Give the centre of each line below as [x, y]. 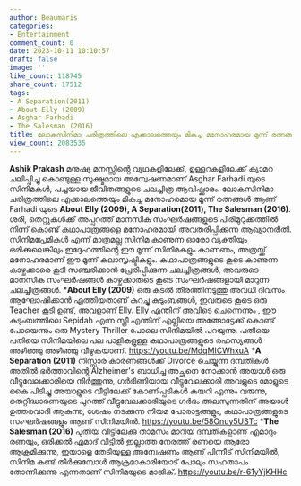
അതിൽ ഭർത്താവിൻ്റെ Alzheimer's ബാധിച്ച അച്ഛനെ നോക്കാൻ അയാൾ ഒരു [147, 370]
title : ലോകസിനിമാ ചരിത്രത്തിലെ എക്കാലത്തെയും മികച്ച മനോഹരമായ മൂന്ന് [138, 135]
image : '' [28, 68]
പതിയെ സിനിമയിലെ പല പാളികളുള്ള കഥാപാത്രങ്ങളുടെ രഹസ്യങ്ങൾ [136, 340]
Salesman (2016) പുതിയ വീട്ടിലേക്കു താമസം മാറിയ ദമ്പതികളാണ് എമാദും [143, 431]
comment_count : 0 [42, 43]
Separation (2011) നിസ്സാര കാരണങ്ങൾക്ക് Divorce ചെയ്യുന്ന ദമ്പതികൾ [139, 360]
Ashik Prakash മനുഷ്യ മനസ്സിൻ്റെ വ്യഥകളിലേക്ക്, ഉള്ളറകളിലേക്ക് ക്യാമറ [141, 168]
